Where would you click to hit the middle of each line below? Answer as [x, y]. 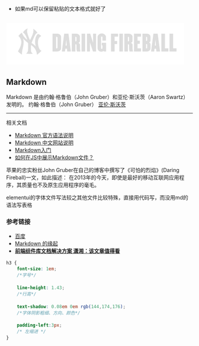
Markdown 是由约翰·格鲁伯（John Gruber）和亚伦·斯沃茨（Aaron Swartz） [97, 97]
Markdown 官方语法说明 [44, 135]
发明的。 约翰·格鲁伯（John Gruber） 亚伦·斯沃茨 [66, 104]
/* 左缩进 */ [31, 332]
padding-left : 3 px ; [39, 325]
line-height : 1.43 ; [41, 288]
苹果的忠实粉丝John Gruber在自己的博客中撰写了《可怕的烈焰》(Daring [93, 170]
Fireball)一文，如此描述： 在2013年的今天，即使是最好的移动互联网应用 [93, 177]
